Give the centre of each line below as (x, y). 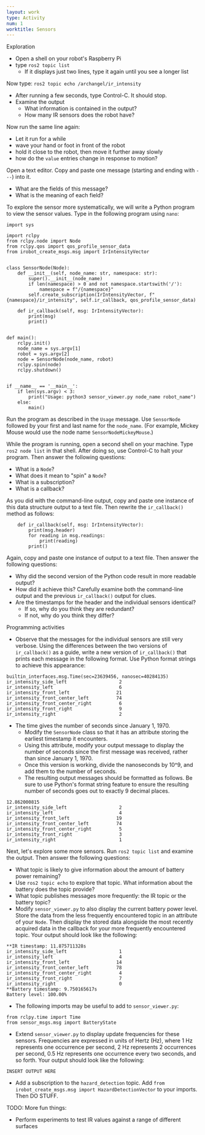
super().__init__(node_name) (66, 279)
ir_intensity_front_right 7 (64, 979)
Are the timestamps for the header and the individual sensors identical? (106, 602)
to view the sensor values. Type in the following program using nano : (93, 214)
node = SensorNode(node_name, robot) (66, 359)
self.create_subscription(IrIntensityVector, (88, 295)
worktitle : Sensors (31, 29)
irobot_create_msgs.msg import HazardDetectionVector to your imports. (106, 1090)
